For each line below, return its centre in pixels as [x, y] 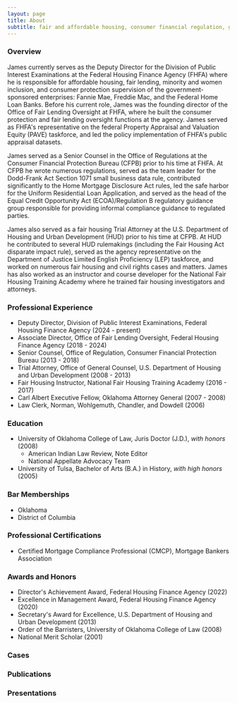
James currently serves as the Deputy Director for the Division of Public [112, 67]
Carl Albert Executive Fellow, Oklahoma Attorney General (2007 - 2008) [121, 397]
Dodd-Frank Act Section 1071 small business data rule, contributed [104, 178]
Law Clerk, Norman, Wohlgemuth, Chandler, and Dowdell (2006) [111, 405]
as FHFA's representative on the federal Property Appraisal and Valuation [114, 127]
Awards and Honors [42, 577]
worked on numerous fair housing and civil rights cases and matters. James [117, 267]
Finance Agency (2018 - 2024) [62, 345]
